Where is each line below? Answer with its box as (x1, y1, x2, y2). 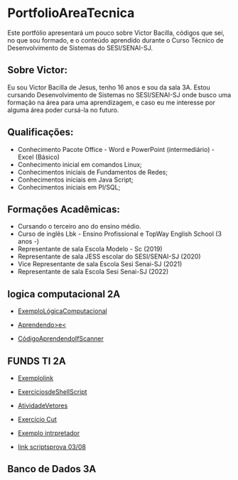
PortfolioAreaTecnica (7, 5, 135, 21)
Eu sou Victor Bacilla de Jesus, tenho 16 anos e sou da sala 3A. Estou (7, 83, 211, 92)
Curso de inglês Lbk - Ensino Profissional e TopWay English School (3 (17, 229, 222, 239)
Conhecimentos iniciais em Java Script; (17, 175, 134, 184)
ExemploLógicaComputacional (17, 307, 108, 315)
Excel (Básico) (17, 153, 60, 161)
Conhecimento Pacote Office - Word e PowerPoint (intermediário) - (17, 145, 215, 153)
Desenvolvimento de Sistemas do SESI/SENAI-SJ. (7, 43, 153, 52)
